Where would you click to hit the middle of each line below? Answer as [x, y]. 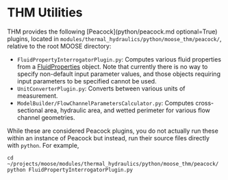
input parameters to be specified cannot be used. [87, 81]
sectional [30, 110]
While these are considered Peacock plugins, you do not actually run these [113, 131]
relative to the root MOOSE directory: [59, 46]
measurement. [37, 95]
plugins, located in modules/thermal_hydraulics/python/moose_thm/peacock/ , [114, 38]
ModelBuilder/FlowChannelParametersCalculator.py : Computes [105, 103]
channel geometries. [46, 117]
